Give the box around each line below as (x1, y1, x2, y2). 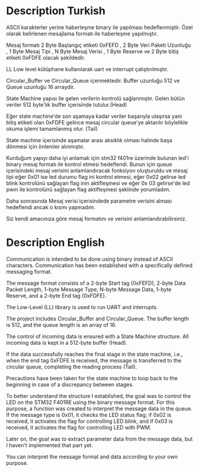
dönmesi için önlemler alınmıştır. (6, 143, 85, 150)
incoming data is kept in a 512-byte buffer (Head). (6, 339, 128, 346)
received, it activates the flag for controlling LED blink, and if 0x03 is (6, 418, 173, 425)
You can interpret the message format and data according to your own (6, 453, 178, 460)
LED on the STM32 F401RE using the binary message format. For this (6, 399, 175, 406)
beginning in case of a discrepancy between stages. (6, 381, 134, 388)
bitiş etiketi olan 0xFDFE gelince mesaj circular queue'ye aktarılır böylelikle (6, 118, 188, 126)
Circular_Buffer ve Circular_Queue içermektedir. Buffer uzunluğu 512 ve (6, 77, 180, 84)
